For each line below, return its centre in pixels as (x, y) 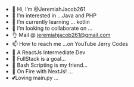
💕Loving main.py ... (35, 78)
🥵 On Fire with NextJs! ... (42, 71)
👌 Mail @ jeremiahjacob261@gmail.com (61, 35)
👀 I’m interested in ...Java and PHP (54, 15)
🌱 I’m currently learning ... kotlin (51, 22)
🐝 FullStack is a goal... (39, 59)
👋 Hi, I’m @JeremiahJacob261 (49, 9)
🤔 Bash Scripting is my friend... (50, 65)
